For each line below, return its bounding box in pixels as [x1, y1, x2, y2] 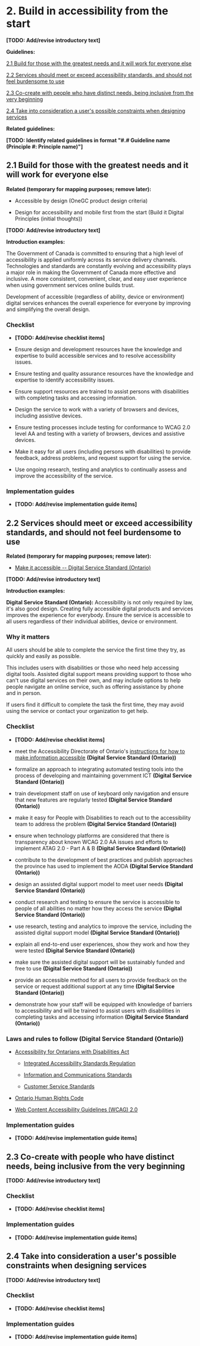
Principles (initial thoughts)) [14, 215, 83, 222]
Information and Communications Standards [23, 1071, 132, 1078]
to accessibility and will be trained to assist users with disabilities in [14, 1007, 180, 1014]
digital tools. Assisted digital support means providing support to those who [6, 671, 192, 678]
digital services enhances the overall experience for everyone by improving [6, 299, 191, 306]
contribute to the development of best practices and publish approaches [14, 856, 193, 863]
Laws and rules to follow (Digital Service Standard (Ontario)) [6, 1034, 184, 1043]
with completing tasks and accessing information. [14, 394, 137, 401]
